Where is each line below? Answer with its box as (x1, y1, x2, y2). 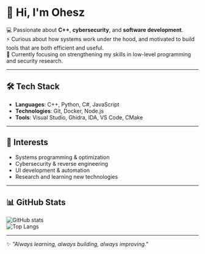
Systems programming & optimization (15, 153, 110, 161)
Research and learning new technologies (15, 173, 118, 180)
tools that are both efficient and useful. (6, 44, 104, 51)
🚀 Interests (6, 137, 49, 148)
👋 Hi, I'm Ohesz (6, 6, 85, 20)
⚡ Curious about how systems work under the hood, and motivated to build (6, 35, 195, 42)
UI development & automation (15, 166, 90, 174)
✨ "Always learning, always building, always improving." (6, 241, 148, 248)
